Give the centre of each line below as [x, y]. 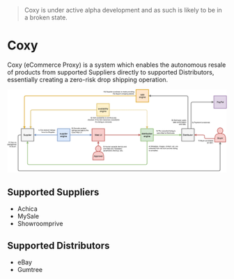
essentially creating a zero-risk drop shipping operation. [88, 79]
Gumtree [30, 270]
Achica [28, 209]
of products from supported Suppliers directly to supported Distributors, [111, 72]
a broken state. [46, 17]
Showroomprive [40, 224]
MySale [28, 216]
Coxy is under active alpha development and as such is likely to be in [123, 10]
